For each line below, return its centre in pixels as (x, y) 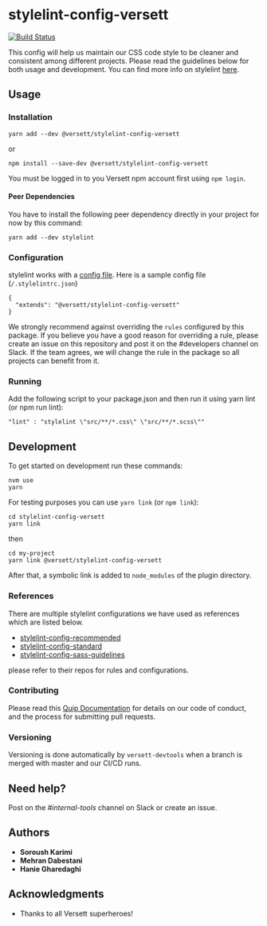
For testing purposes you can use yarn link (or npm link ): (104, 502)
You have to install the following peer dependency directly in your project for (134, 214)
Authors (29, 833)
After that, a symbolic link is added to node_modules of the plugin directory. (130, 575)
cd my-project (32, 553)
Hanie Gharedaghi (50, 868)
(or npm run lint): (36, 407)
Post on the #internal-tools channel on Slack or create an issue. (113, 807)
